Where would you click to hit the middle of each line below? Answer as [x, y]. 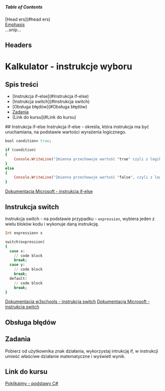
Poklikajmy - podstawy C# [32, 384]
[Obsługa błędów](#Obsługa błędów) [50, 107]
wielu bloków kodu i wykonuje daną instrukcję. [52, 224]
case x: [17, 251]
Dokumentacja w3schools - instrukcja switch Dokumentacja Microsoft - [77, 302]
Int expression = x [24, 233]
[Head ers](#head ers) [28, 19]
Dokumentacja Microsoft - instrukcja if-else [49, 192]
